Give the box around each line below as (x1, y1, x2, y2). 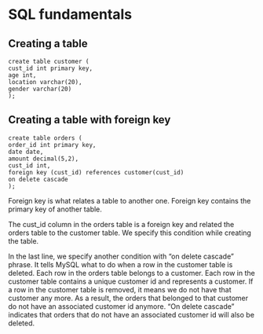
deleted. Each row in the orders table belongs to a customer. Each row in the (8, 268, 255, 277)
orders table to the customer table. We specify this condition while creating (8, 228, 251, 237)
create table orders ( (8, 134, 82, 142)
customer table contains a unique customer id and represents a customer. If (8, 277, 254, 286)
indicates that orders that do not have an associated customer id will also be (8, 310, 255, 319)
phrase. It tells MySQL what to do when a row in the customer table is (8, 259, 233, 269)
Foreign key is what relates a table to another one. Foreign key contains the (8, 196, 251, 205)
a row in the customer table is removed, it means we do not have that (8, 284, 232, 294)
